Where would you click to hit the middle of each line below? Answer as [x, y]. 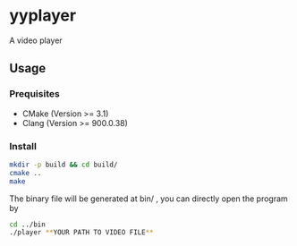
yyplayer [43, 16]
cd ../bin [28, 225]
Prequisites [34, 94]
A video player [36, 40]
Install [23, 146]
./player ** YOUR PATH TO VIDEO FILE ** [81, 233]
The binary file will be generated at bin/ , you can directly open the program [148, 199]
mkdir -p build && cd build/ [64, 165]
